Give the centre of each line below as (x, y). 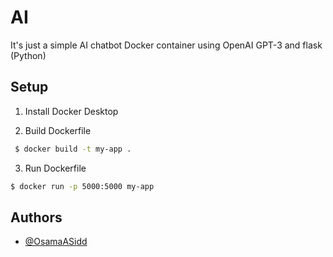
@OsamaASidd (56, 242)
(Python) (28, 55)
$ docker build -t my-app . (73, 149)
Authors (36, 217)
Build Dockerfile (58, 130)
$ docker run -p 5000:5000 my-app (82, 186)
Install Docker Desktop (71, 111)
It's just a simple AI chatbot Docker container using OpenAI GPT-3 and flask (166, 45)
